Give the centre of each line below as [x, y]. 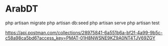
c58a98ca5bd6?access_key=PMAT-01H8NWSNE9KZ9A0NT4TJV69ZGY [80, 38]
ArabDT [22, 9]
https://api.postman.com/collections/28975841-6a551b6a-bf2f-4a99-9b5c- [84, 32]
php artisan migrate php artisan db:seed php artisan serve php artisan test [82, 23]
